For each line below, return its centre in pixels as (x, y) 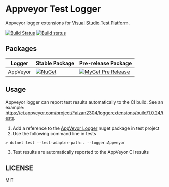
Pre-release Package (105, 63)
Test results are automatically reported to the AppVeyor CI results (81, 152)
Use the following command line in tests (54, 133)
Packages (21, 49)
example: (15, 107)
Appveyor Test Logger (53, 9)
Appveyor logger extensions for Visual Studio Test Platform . (68, 23)
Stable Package (55, 63)
